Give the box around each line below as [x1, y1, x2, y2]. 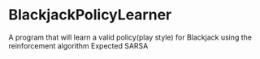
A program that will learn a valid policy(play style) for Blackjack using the [8, 32, 253, 42]
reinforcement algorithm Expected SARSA [8, 40, 149, 50]
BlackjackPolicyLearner [8, 6, 172, 24]
